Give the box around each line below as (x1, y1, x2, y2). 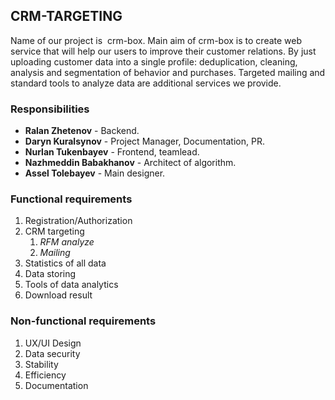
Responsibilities (10, 102, 90, 116)
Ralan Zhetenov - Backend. (24, 125, 140, 137)
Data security (24, 347, 81, 359)
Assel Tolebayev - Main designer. (24, 167, 166, 179)
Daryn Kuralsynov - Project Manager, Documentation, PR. (24, 135, 265, 148)
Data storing (24, 268, 77, 280)
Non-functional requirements (10, 314, 157, 328)
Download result (24, 289, 93, 301)
